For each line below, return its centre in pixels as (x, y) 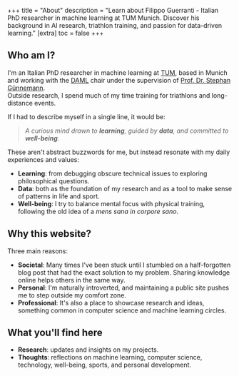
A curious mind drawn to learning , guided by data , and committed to (127, 131)
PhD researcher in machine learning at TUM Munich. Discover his (103, 18)
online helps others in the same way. (71, 280)
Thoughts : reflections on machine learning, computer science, (110, 357)
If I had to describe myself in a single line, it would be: (86, 116)
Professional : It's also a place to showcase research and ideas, (111, 303)
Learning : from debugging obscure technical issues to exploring (112, 173)
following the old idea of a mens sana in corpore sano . (98, 211)
